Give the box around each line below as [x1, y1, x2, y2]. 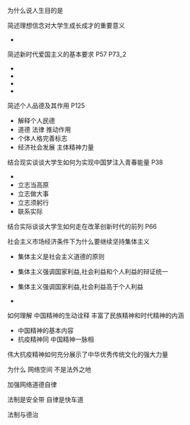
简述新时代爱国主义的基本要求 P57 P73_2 [7, 50, 127, 58]
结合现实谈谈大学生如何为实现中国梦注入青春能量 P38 [7, 158, 164, 166]
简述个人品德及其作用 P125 [7, 101, 85, 110]
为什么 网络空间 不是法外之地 [7, 365, 92, 373]
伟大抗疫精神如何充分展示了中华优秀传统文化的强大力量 [7, 350, 168, 358]
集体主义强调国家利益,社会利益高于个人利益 [17, 283, 143, 290]
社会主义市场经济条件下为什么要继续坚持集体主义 [7, 237, 150, 246]
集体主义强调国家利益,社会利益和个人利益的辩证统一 [17, 268, 168, 276]
